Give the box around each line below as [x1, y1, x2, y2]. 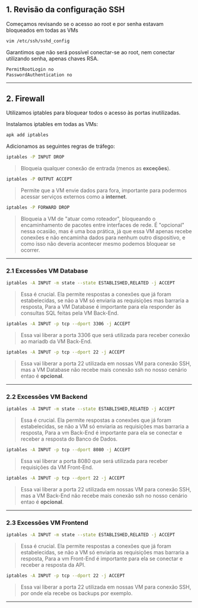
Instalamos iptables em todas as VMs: [6, 121, 98, 128]
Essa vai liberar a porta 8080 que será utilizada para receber [20, 457, 168, 464]
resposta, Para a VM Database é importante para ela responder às [20, 303, 181, 310]
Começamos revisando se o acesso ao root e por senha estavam [6, 20, 164, 27]
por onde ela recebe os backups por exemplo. [20, 589, 133, 597]
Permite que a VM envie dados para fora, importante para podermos [20, 187, 187, 194]
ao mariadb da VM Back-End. [20, 338, 93, 345]
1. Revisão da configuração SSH [6, 5, 125, 15]
